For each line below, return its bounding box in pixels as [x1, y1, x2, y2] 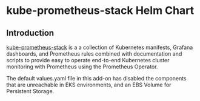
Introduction [6, 28, 55, 38]
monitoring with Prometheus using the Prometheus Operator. [6, 63, 158, 70]
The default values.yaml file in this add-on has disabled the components [6, 75, 187, 82]
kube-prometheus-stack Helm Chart [6, 4, 195, 18]
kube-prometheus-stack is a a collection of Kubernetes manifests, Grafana [6, 44, 193, 51]
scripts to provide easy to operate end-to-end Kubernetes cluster [6, 57, 170, 64]
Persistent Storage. [6, 88, 55, 94]
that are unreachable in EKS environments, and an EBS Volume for [6, 81, 172, 88]
